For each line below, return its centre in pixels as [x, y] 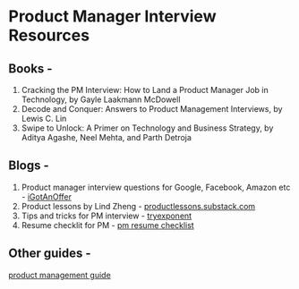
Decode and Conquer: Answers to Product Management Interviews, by [152, 109]
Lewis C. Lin [44, 119]
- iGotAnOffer [47, 196]
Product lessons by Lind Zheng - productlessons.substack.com [138, 206]
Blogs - [29, 166]
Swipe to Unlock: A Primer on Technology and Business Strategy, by [147, 128]
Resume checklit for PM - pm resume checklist [107, 225]
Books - [30, 68]
